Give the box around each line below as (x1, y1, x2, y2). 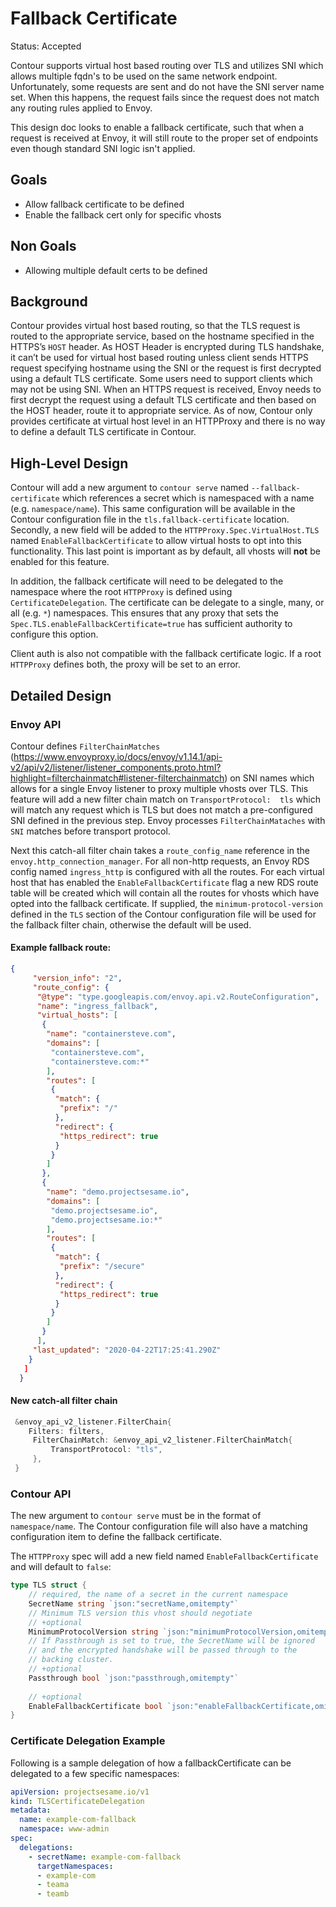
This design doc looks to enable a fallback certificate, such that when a (10, 121, 305, 133)
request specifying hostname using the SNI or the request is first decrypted (10, 362, 322, 374)
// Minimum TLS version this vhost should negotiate (28, 1608, 253, 1618)
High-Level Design (10, 455, 129, 472)
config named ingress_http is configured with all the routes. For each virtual (10, 865, 325, 877)
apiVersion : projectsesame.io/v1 (10, 1787, 150, 1797)
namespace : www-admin (19, 1824, 110, 1834)
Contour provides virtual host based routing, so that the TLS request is (10, 320, 301, 332)
